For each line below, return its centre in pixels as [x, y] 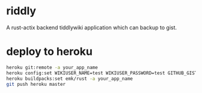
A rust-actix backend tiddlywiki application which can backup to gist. [92, 27]
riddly [21, 11]
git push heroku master [36, 84]
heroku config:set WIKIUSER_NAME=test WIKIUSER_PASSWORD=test [86, 73]
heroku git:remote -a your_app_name [52, 67]
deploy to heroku [50, 52]
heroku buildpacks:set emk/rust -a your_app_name [70, 79]
